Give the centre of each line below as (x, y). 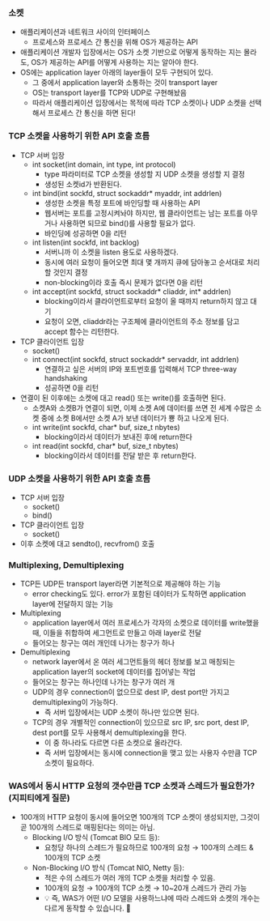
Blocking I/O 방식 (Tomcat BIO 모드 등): (96, 838)
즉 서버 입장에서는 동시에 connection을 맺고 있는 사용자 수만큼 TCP (150, 753)
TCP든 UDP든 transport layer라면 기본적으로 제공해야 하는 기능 (120, 584)
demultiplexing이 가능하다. (75, 702)
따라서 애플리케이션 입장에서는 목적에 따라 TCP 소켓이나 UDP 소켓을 (139, 103)
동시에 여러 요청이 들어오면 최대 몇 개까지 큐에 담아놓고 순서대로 (144, 262)
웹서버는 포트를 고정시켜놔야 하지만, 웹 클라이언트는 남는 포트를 (143, 213)
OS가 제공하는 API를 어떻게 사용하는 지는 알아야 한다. (115, 62)
